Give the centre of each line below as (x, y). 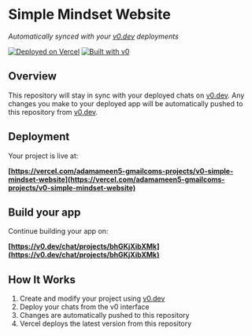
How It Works (42, 280)
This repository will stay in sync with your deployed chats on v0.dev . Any (126, 95)
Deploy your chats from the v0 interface (84, 307)
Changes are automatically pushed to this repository (104, 316)
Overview (33, 76)
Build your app (44, 212)
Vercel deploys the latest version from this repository (106, 323)
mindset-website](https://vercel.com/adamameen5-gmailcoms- (117, 179)
